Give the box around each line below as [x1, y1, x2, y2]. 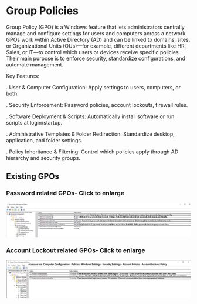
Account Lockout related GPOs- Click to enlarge [6, 246, 145, 255]
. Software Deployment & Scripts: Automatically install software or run [6, 113, 175, 120]
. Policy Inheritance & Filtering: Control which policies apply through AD [6, 148, 179, 155]
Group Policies [6, 4, 79, 18]
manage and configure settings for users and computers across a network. [6, 29, 188, 36]
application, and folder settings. [6, 136, 83, 143]
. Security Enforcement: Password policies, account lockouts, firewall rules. [6, 101, 188, 108]
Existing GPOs [6, 172, 60, 182]
